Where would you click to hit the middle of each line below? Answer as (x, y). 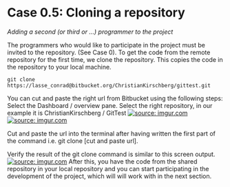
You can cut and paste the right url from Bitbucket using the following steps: (115, 98)
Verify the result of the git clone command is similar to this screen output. (111, 154)
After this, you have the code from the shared (133, 161)
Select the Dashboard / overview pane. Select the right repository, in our (110, 105)
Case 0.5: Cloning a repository (96, 13)
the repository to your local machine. (59, 67)
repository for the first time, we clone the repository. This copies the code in (115, 59)
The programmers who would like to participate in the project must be (106, 45)
